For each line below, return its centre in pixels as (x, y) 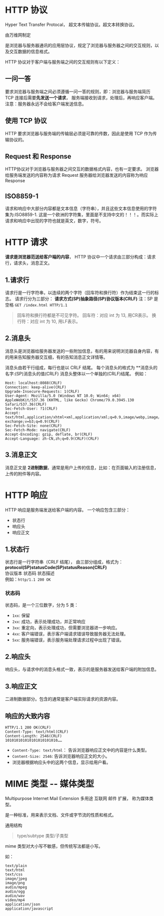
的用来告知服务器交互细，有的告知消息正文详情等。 (56, 357)
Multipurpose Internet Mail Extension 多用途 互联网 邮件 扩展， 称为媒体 (77, 798)
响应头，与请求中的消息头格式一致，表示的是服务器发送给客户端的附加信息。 (82, 669)
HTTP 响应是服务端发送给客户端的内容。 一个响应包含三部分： (68, 510)
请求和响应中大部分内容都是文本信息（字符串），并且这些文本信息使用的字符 (81, 209)
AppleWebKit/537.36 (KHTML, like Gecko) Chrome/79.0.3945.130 (70, 400)
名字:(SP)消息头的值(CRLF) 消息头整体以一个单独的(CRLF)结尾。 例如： (76, 374)
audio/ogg (15, 892)
